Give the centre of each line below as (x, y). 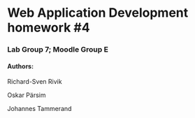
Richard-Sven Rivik (35, 82)
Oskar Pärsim (27, 95)
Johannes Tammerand (39, 109)
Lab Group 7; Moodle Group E (58, 50)
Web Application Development (98, 13)
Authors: (20, 66)
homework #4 (49, 28)
